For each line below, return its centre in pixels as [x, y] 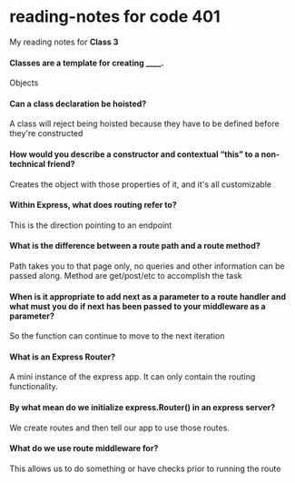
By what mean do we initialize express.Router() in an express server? [143, 407]
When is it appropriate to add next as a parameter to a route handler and [147, 296]
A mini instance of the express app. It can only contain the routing [133, 377]
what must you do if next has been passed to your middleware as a [138, 306]
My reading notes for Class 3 [64, 42]
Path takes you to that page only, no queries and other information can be [147, 266]
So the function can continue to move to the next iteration [117, 336]
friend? [61, 163]
